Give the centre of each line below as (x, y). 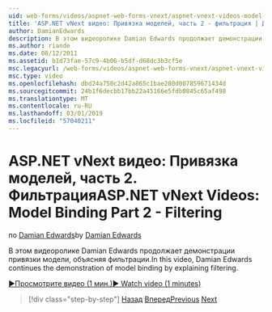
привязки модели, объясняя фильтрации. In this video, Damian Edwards (130, 259)
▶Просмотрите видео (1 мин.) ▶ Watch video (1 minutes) (105, 283)
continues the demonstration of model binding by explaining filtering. (123, 268)
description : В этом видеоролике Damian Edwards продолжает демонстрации (136, 38)
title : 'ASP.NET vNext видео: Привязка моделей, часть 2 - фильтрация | (134, 23)
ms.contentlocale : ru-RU (50, 106)
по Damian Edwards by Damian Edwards (75, 234)
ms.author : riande (39, 46)
